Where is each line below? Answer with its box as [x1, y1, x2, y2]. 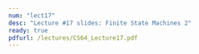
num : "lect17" [8, 11, 56, 20]
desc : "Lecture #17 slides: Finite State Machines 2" [8, 19, 193, 27]
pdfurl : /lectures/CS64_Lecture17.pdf [8, 33, 138, 42]
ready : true [8, 26, 48, 34]
